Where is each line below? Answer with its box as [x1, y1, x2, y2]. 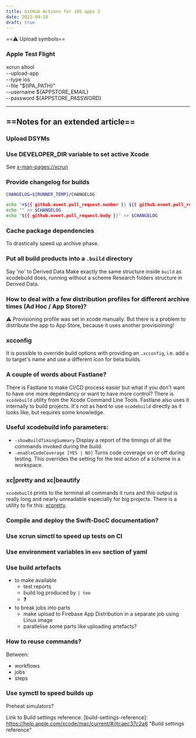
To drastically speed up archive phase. [6, 240, 99, 247]
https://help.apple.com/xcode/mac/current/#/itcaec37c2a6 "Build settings [6, 720, 185, 727]
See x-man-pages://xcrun [6, 163, 68, 170]
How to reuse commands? [6, 637, 82, 646]
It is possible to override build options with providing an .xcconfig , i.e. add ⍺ [6, 349, 189, 357]
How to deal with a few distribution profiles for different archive [6, 295, 190, 303]
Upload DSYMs [6, 134, 50, 142]
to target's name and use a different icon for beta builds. [6, 356, 142, 363]
